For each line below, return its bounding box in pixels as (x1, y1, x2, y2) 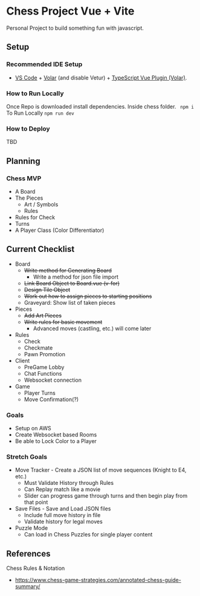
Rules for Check (15, 214, 56, 221)
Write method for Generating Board (24, 266, 112, 274)
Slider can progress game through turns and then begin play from (24, 492, 188, 499)
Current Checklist (6, 244, 75, 254)
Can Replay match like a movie (24, 486, 101, 493)
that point (24, 499, 48, 506)
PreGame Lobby (24, 363, 65, 371)
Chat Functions (24, 370, 62, 377)
